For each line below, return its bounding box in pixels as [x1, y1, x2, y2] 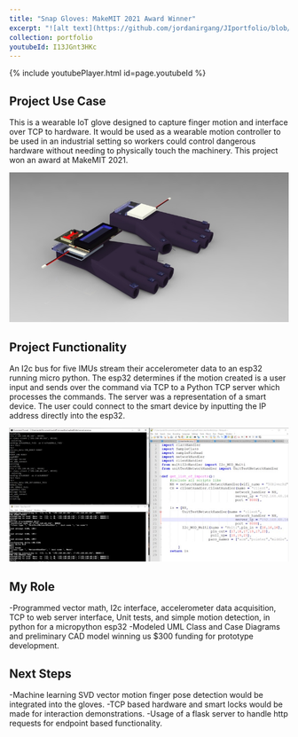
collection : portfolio [9, 33, 93, 42]
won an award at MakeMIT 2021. [9, 155, 129, 166]
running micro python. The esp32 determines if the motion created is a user [9, 372, 286, 383]
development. [9, 640, 59, 651]
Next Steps [9, 666, 72, 681]
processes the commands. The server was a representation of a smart [9, 391, 267, 402]
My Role [9, 579, 56, 594]
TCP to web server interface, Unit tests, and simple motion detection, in [9, 612, 271, 623]
